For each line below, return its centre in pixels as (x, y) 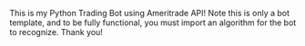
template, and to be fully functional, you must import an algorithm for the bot (153, 23)
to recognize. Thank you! (56, 32)
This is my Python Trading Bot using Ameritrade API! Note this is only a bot (149, 13)
